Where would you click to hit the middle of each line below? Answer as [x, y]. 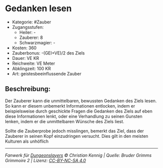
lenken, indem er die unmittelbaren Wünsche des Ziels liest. [65, 121]
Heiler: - [27, 32]
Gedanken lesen [38, 9]
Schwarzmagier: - [37, 42]
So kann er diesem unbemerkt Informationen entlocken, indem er [70, 106]
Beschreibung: [28, 89]
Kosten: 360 [24, 48]
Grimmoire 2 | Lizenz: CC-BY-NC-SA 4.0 [46, 160]
